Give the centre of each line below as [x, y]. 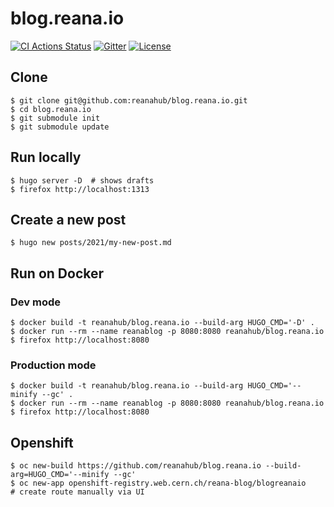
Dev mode [35, 302]
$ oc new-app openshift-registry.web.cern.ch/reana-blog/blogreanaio [158, 483]
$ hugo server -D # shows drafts [82, 180]
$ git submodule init [55, 118]
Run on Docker [57, 273]
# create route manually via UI [77, 492]
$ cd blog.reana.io [51, 109]
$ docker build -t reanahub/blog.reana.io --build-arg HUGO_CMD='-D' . [162, 323]
